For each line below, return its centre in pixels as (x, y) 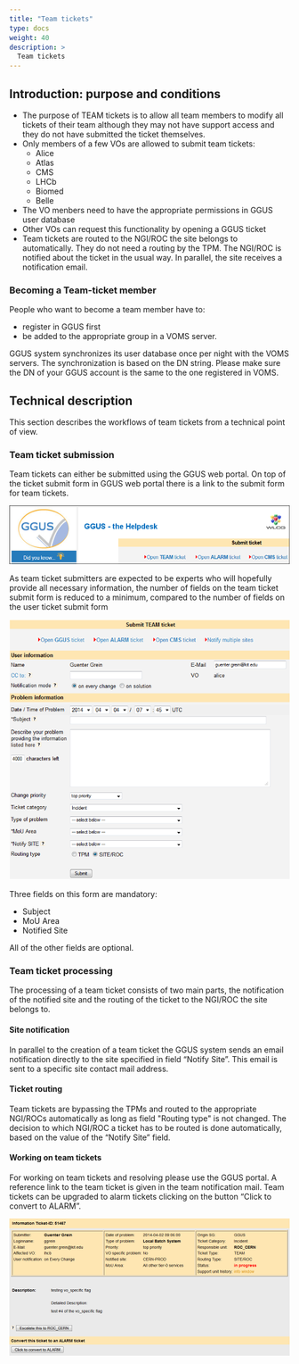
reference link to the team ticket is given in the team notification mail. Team (147, 1187)
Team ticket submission (62, 454)
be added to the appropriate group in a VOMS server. (119, 337)
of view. (24, 432)
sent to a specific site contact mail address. (89, 1069)
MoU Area (41, 921)
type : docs (29, 28)
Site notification (40, 1030)
